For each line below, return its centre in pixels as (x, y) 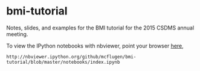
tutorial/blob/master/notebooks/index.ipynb (63, 62)
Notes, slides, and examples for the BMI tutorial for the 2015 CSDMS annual (100, 28)
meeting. (17, 34)
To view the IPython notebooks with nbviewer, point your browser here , (95, 46)
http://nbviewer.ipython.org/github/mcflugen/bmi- (71, 57)
